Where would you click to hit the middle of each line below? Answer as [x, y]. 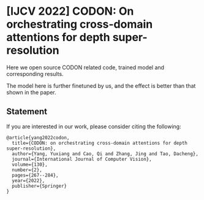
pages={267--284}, [36, 175]
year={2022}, [28, 180]
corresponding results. [35, 74]
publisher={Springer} [40, 186]
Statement [27, 112]
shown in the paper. [31, 92]
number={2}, [27, 170]
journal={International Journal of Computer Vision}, [82, 159]
